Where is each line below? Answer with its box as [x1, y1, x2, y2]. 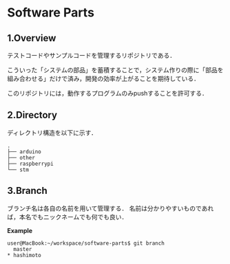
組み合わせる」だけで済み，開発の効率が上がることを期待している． [7, 74, 200, 82]
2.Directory [7, 109, 57, 121]
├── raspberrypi [7, 160, 54, 167]
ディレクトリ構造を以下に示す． [7, 129, 98, 137]
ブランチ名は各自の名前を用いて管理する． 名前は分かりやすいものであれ [7, 204, 214, 212]
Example [7, 226, 33, 234]
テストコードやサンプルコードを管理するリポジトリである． [7, 52, 176, 59]
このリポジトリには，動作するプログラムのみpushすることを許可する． [7, 89, 209, 97]
